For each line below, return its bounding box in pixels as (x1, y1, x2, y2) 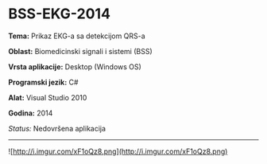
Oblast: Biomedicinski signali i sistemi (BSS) (8, 46, 153, 56)
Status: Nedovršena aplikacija (8, 123, 106, 133)
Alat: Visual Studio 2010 (8, 92, 87, 102)
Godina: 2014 (8, 108, 53, 118)
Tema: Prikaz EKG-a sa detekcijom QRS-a (8, 31, 145, 41)
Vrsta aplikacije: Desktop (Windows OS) (8, 61, 141, 72)
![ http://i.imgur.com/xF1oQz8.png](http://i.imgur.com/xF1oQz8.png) (8, 146, 228, 156)
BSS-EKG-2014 (8, 5, 111, 23)
